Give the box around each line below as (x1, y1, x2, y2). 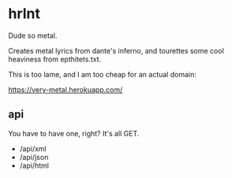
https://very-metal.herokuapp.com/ (8, 84, 123, 95)
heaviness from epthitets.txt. (8, 54, 102, 64)
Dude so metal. (8, 31, 58, 40)
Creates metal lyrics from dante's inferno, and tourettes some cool (8, 46, 225, 55)
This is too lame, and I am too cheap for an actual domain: (8, 69, 197, 79)
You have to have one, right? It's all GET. (8, 128, 140, 138)
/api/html (19, 161, 50, 170)
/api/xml (19, 143, 47, 154)
